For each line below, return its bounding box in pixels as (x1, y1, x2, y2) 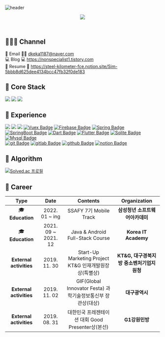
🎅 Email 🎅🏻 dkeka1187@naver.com (5, 51, 75, 57)
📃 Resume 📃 (5, 63, 30, 69)
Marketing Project (68, 255, 110, 262)
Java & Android (71, 229, 107, 236)
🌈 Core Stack (5, 83, 46, 91)
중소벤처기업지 (123, 260, 156, 267)
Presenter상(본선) (68, 324, 109, 331)
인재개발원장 (82, 262, 110, 269)
